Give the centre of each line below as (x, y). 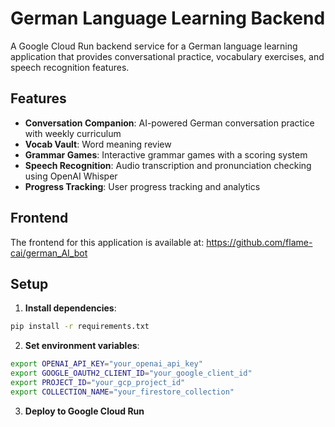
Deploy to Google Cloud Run (84, 411)
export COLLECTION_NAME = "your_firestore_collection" (122, 392)
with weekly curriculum (73, 133)
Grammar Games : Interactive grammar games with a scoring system (166, 154)
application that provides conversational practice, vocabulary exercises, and (167, 56)
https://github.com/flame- (259, 242)
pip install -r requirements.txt (80, 327)
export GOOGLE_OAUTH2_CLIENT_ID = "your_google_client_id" (131, 373)
